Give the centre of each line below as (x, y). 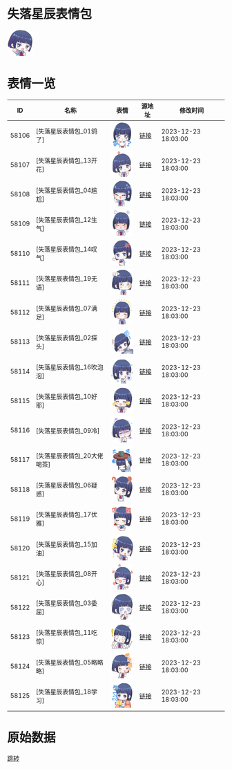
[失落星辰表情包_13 (64, 160)
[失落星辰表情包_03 (64, 603)
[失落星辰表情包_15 (64, 544)
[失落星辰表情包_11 (64, 633)
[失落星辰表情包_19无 (67, 279)
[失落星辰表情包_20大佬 (69, 455)
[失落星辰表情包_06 (64, 485)
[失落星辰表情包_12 (64, 219)
